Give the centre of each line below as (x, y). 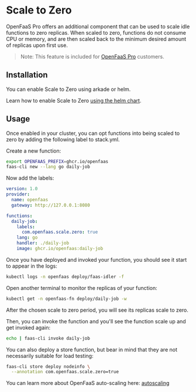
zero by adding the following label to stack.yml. (63, 139)
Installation (27, 75)
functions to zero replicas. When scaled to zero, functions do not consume (96, 32)
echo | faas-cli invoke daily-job (48, 338)
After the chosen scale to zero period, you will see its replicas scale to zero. (97, 310)
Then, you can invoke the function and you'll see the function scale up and (96, 321)
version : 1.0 (22, 189)
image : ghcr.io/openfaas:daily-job (60, 249)
